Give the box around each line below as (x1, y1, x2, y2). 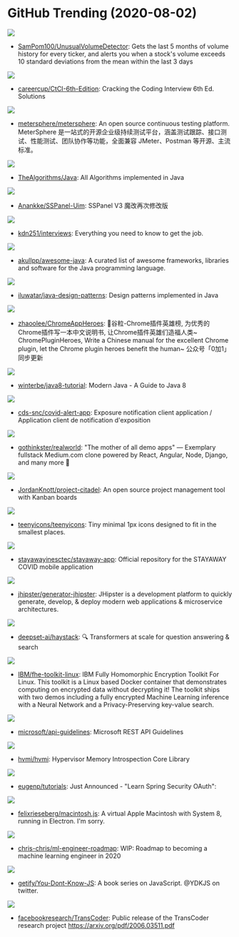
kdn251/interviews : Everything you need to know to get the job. (17, 228, 204, 237)
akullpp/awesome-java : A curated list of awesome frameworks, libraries (17, 255, 230, 265)
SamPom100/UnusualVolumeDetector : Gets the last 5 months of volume (17, 41, 230, 51)
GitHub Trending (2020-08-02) (7, 5, 198, 21)
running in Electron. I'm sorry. (17, 816, 106, 825)
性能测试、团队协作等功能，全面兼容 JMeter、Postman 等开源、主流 (30, 136, 230, 145)
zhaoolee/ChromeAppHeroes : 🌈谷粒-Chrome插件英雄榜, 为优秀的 (17, 319, 210, 328)
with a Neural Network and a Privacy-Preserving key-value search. (17, 700, 214, 709)
